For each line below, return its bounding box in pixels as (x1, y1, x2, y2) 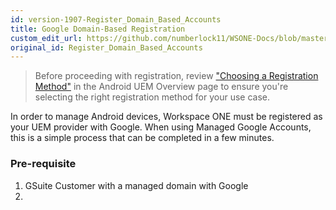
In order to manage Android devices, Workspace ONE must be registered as (10, 111, 323, 123)
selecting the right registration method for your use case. (34, 91, 271, 103)
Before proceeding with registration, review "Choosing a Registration (34, 70, 319, 82)
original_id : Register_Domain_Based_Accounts (10, 42, 203, 53)
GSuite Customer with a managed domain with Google (24, 179, 249, 191)
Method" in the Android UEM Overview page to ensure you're (34, 81, 289, 93)
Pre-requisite (10, 157, 77, 171)
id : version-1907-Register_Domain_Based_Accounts (10, 14, 222, 25)
